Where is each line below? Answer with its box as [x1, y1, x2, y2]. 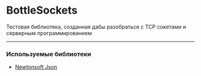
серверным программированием [6, 29, 92, 36]
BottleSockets [6, 4, 78, 17]
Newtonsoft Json [14, 64, 57, 71]
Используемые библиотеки [6, 50, 92, 58]
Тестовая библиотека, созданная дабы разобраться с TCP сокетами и [6, 23, 187, 30]
